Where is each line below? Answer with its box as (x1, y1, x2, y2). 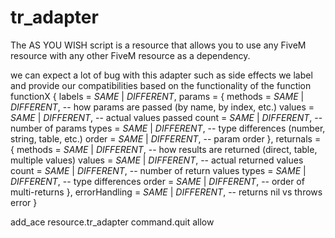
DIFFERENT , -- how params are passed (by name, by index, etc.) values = (10, 101, 315, 113)
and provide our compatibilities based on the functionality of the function (10, 79, 312, 91)
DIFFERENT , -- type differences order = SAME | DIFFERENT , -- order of (10, 175, 305, 187)
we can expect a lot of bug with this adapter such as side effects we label (10, 69, 313, 81)
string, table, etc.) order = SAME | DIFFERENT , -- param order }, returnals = (10, 132, 322, 145)
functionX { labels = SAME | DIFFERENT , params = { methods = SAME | (10, 90, 305, 102)
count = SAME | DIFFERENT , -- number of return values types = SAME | (10, 164, 307, 176)
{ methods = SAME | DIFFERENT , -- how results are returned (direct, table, (10, 143, 318, 155)
